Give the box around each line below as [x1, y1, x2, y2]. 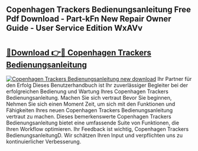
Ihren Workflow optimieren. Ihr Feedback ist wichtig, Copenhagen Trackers [6, 126, 189, 132]
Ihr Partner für [157, 75, 192, 82]
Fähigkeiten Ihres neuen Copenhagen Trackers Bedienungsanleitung [6, 107, 173, 114]
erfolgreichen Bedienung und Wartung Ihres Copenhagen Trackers [6, 88, 168, 95]
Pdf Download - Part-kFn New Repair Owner [6, 14, 171, 24]
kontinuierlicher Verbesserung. [6, 138, 82, 145]
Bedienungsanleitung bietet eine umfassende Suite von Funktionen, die [6, 119, 179, 126]
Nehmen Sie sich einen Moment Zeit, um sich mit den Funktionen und [6, 100, 176, 107]
